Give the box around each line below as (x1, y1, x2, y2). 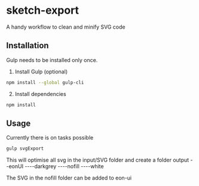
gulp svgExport (6, 145, 44, 152)
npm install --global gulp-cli (6, 79, 84, 85)
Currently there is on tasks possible (6, 134, 94, 141)
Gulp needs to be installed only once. (6, 56, 98, 63)
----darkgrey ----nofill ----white (25, 163, 104, 170)
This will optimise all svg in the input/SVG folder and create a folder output (6, 156, 189, 164)
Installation (6, 41, 49, 51)
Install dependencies (14, 90, 67, 97)
